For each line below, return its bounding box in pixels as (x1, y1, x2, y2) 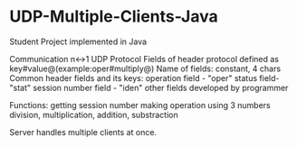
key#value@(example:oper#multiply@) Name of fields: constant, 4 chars (9, 63, 282, 74)
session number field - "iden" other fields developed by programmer (33, 82, 289, 93)
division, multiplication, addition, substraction (9, 109, 178, 120)
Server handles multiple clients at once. (9, 126, 157, 137)
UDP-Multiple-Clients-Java (9, 6, 219, 27)
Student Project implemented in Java (9, 36, 148, 47)
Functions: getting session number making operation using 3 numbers (9, 99, 271, 110)
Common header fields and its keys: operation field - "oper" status (9, 72, 258, 83)
